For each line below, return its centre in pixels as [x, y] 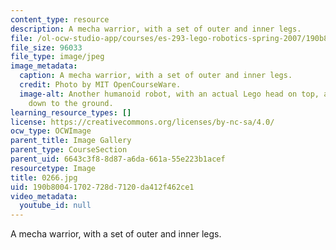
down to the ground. [71, 103]
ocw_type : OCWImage [51, 131]
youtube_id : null [55, 206]
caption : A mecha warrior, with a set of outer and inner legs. [156, 76]
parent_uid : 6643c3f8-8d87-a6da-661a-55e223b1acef [118, 159]
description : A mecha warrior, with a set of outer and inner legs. [156, 29]
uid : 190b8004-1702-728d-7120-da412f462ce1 [102, 187]
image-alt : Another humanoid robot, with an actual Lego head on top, [169, 94]
